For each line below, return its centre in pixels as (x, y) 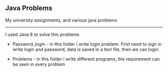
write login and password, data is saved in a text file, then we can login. (86, 49)
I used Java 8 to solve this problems (42, 34)
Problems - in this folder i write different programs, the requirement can (86, 59)
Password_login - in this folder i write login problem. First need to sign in (87, 44)
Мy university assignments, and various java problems (61, 20)
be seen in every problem (39, 64)
